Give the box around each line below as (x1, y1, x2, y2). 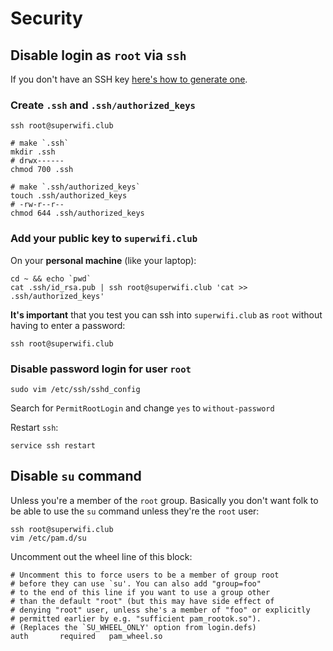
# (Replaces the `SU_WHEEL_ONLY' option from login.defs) (10, 622, 257, 632)
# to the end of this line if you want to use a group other (10, 587, 271, 597)
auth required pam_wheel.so (10, 631, 163, 641)
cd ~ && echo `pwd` (10, 273, 92, 284)
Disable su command (10, 468, 142, 485)
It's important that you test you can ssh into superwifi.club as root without (10, 308, 323, 321)
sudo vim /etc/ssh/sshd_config (10, 384, 141, 394)
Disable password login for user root (10, 362, 192, 376)
